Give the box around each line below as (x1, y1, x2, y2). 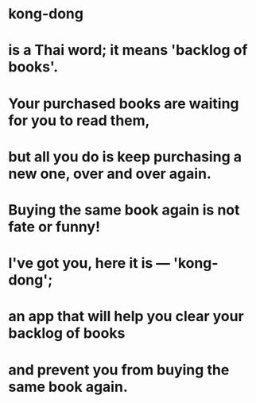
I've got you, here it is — (8, 254, 171, 273)
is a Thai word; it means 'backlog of (8, 41, 248, 60)
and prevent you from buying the (8, 361, 230, 378)
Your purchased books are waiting (8, 95, 240, 112)
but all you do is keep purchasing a (8, 148, 242, 165)
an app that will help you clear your (8, 308, 244, 326)
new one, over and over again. (8, 165, 212, 183)
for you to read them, (8, 111, 150, 130)
